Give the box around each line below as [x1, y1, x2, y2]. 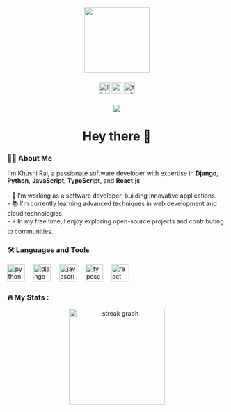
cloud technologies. [7, 209, 64, 218]
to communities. [7, 227, 54, 236]
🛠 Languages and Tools [7, 245, 90, 255]
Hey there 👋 [82, 128, 152, 145]
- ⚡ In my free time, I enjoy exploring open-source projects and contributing [7, 217, 224, 226]
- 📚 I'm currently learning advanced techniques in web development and [7, 199, 217, 208]
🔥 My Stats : [7, 293, 49, 302]
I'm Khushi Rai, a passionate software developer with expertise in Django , [7, 169, 219, 177]
